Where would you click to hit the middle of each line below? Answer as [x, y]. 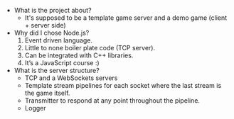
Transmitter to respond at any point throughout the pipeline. [112, 101]
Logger [35, 108]
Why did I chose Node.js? [52, 33]
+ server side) [45, 25]
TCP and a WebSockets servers [71, 78]
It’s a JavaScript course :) [62, 63]
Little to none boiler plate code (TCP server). [90, 48]
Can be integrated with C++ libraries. [79, 55]
